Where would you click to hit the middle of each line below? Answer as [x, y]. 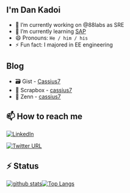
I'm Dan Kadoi [34, 10]
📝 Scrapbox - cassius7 [43, 90]
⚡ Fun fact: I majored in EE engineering [64, 45]
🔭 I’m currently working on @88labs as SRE [70, 24]
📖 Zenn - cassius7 [38, 96]
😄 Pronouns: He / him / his [52, 38]
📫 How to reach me [45, 116]
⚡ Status [23, 166]
